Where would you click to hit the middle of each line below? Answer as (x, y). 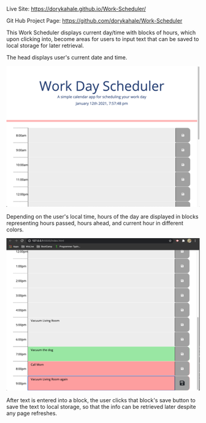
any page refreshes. (32, 413)
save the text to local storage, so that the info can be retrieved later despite (101, 407)
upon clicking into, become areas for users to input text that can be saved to (103, 39)
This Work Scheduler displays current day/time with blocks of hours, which (101, 32)
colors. (15, 230)
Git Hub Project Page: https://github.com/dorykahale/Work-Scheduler (94, 21)
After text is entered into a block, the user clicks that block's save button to (101, 400)
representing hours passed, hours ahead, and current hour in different (95, 223)
